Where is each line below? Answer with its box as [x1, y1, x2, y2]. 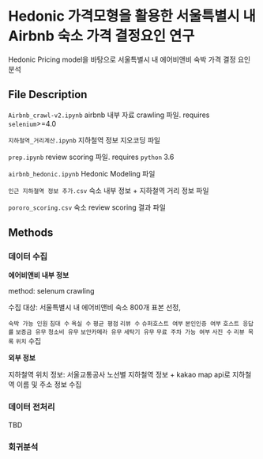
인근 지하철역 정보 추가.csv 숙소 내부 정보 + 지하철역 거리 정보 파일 [8, 185, 209, 195]
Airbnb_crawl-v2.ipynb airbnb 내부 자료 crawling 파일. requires [8, 110, 210, 119]
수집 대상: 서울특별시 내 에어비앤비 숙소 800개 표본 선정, [8, 302, 182, 313]
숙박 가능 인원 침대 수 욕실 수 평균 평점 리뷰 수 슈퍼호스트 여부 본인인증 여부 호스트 [8, 320, 239, 328]
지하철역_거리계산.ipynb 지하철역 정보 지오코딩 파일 [8, 135, 160, 145]
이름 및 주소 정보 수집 [16, 380, 82, 389]
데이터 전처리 [8, 401, 55, 412]
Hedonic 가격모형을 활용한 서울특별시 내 [8, 7, 257, 25]
